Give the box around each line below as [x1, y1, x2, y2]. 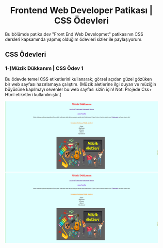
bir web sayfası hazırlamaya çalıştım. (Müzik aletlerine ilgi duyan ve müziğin [5, 81, 157, 87]
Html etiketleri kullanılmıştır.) [5, 91, 62, 97]
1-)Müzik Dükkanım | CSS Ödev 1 [5, 65, 83, 72]
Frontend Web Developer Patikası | [10, 5, 153, 16]
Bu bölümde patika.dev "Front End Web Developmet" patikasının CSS [5, 31, 144, 37]
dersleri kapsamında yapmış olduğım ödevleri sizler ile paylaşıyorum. [5, 36, 143, 42]
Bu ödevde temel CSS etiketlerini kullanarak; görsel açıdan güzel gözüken [5, 76, 152, 82]
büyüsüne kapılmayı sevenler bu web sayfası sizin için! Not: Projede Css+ [5, 86, 152, 92]
